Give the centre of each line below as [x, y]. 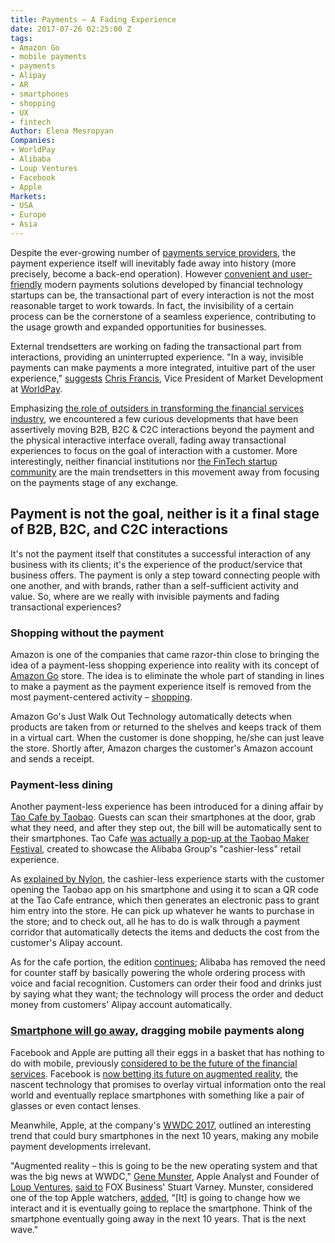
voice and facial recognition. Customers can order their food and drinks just [166, 983]
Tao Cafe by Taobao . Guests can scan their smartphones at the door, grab [163, 817]
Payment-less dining [61, 784]
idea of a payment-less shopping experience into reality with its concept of [165, 665]
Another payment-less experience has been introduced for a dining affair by [167, 807]
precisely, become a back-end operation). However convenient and [149, 273]
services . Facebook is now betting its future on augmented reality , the [154, 1073]
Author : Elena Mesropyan [62, 131]
